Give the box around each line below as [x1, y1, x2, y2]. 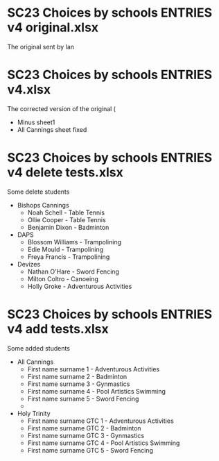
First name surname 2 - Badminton [27, 372, 128, 380]
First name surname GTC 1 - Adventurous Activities [27, 417, 175, 425]
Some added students [7, 344, 71, 352]
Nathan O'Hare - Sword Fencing [27, 267, 120, 276]
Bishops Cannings [17, 201, 69, 209]
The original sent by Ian [7, 42, 75, 51]
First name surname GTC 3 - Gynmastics [27, 431, 144, 439]
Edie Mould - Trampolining [27, 245, 104, 253]
